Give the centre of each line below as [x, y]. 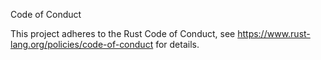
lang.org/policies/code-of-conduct [82, 44]
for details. [177, 44]
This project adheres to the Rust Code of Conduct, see [123, 33]
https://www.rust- [274, 33]
